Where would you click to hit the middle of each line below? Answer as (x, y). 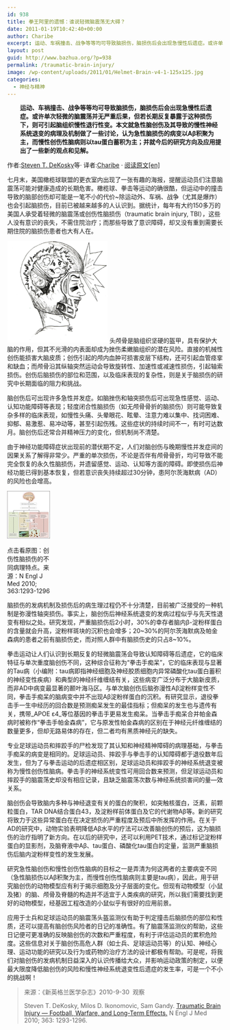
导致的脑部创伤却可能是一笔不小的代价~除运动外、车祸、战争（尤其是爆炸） (114, 197)
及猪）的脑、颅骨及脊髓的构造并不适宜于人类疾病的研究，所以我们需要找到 (112, 894)
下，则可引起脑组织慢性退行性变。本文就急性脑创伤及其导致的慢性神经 (119, 125)
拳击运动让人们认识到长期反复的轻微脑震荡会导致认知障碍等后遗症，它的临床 (115, 654)
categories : (24, 79)
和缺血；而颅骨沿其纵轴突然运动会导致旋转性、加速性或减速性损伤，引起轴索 (115, 366)
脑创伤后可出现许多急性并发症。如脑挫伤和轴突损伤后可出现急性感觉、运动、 (115, 398)
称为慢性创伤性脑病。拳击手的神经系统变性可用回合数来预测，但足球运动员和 (115, 771)
